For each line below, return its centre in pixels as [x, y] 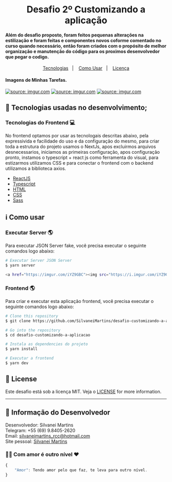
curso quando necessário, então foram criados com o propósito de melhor [86, 46]
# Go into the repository [33, 330]
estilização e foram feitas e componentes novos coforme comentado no [83, 40]
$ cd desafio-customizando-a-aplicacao [48, 335]
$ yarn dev [17, 363]
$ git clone [18, 321]
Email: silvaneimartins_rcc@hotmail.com [48, 436]
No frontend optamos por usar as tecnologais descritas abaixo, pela [77, 136]
